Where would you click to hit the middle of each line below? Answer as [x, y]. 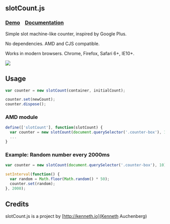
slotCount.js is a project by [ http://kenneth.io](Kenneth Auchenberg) [76, 216]
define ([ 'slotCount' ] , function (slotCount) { [54, 128]
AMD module [22, 117]
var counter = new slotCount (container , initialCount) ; [65, 91]
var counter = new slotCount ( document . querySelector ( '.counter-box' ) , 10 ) [86, 165]
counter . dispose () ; [26, 104]
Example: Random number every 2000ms [57, 155]
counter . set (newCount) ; [30, 100]
